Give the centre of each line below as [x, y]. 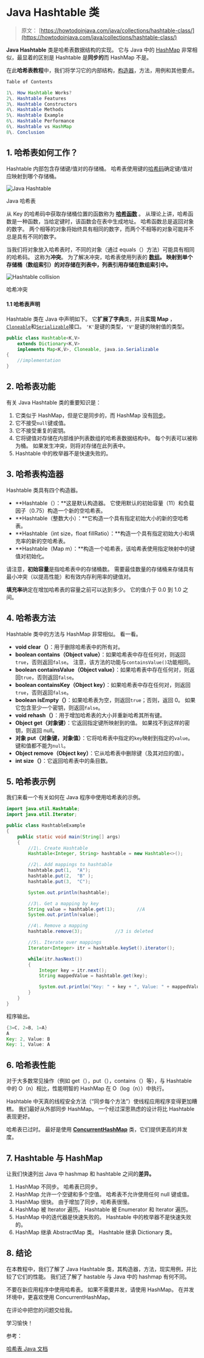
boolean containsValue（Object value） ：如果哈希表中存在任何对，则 [102, 669]
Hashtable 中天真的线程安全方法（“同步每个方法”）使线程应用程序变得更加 [99, 1101]
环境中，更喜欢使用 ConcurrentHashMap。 [60, 1297]
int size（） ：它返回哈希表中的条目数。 [63, 760]
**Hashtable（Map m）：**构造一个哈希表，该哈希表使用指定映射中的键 [105, 548]
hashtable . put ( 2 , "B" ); [61, 876]
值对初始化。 [31, 556]
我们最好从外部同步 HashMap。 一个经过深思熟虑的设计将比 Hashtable [106, 1109]
